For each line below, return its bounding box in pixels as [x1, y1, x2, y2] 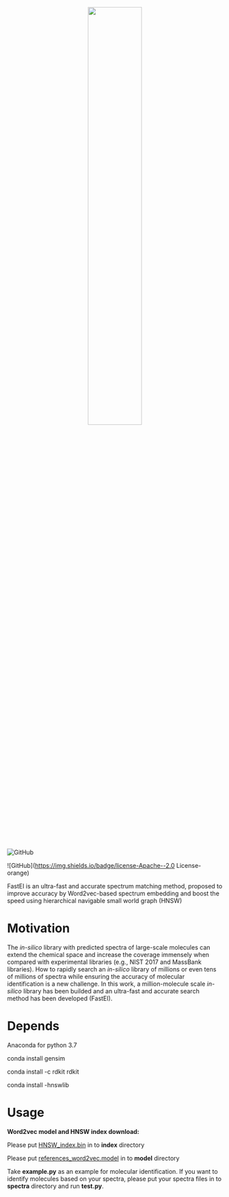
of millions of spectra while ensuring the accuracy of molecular [7, 972, 185, 980]
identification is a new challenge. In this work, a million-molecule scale [7, 980, 206, 988]
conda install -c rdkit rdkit [7, 1067, 80, 1076]
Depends [7, 1018, 59, 1034]
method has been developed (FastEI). [7, 994, 113, 1002]
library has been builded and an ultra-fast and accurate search [23, 987, 200, 995]
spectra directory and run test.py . [7, 1182, 104, 1190]
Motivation [7, 921, 70, 936]
